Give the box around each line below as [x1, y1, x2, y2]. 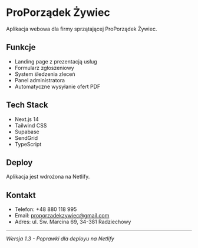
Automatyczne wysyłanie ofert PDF [14, 83, 101, 90]
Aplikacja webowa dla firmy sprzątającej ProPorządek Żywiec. [6, 25, 157, 32]
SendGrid [14, 134, 38, 141]
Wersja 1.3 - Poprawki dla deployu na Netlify [6, 235, 115, 242]
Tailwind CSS [14, 122, 47, 129]
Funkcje [6, 42, 37, 52]
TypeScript [14, 140, 42, 148]
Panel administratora [14, 76, 65, 83]
